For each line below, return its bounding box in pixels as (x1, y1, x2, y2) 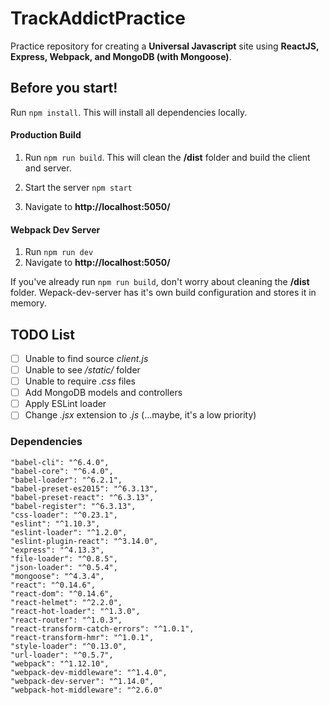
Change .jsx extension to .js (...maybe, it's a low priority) (24, 409, 257, 421)
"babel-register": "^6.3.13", (10, 501, 137, 511)
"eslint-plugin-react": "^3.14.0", (10, 536, 159, 546)
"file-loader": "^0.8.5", (10, 553, 118, 564)
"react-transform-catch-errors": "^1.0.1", (10, 623, 195, 634)
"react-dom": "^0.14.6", (10, 588, 114, 599)
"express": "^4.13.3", (10, 545, 105, 555)
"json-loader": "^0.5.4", (10, 562, 118, 572)
